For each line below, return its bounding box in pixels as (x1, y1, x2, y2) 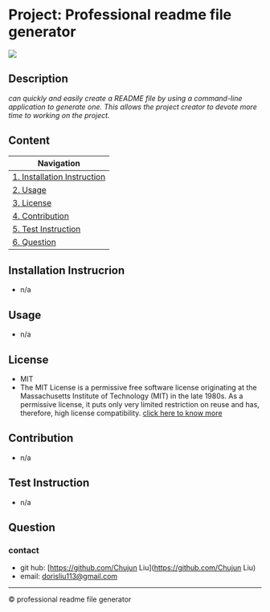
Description (8, 72, 68, 86)
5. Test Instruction (12, 223, 81, 235)
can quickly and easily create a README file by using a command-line (8, 93, 243, 103)
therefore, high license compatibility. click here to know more (19, 408, 223, 418)
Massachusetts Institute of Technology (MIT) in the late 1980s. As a (19, 391, 243, 401)
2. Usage (12, 184, 47, 195)
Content (8, 134, 51, 148)
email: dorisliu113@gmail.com (19, 572, 118, 581)
